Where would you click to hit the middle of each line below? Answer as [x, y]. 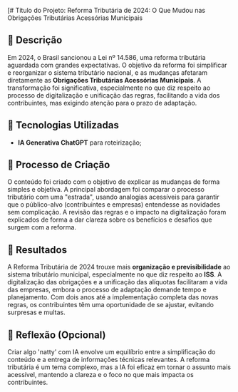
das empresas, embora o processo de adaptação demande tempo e [107, 290]
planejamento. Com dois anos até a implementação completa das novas [113, 297]
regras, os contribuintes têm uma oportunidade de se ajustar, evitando [110, 305]
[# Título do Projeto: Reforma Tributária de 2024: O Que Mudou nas [106, 10]
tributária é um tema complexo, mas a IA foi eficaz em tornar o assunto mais [119, 367]
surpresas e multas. [36, 312]
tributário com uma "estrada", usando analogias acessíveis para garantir [113, 197]
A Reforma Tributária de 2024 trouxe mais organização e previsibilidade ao [119, 267]
